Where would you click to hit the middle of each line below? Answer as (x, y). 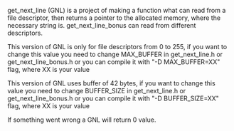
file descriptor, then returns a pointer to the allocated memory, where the (114, 18)
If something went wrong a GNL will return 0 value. (82, 120)
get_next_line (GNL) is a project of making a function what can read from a (117, 10)
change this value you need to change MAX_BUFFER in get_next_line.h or (115, 54)
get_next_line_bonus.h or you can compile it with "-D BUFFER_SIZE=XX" (113, 98)
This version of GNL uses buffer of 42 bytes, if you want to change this (111, 83)
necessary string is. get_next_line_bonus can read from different (102, 25)
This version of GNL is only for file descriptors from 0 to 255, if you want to (117, 47)
